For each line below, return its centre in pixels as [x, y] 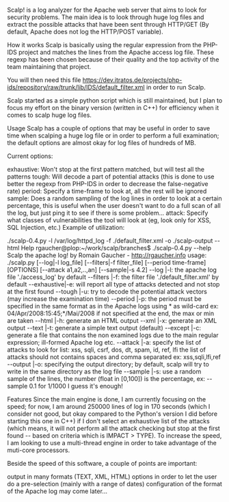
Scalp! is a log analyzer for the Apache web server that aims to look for [107, 10]
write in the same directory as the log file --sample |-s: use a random [104, 371]
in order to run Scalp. [176, 87]
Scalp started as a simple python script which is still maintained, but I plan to [115, 101]
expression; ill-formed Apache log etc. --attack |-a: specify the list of [104, 342]
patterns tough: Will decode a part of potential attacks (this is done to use [111, 176]
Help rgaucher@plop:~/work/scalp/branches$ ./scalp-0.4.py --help [116, 248]
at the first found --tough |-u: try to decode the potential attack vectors [107, 291]
